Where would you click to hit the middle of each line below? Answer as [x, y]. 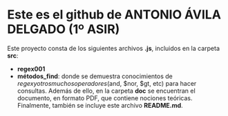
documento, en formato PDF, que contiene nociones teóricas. [105, 98]
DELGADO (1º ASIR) [64, 29]
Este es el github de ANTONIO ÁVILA [114, 15]
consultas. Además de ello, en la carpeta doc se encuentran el [106, 91]
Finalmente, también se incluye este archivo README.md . [100, 105]
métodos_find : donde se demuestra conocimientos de [95, 76]
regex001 [31, 69]
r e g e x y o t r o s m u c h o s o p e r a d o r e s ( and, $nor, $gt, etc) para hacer [107, 83]
